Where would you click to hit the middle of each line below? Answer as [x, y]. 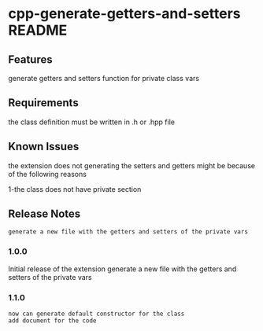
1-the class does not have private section [75, 189]
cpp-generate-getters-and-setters [125, 14]
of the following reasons [47, 174]
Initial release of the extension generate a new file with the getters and [122, 269]
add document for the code [52, 321]
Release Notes [44, 214]
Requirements [43, 103]
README [38, 30]
